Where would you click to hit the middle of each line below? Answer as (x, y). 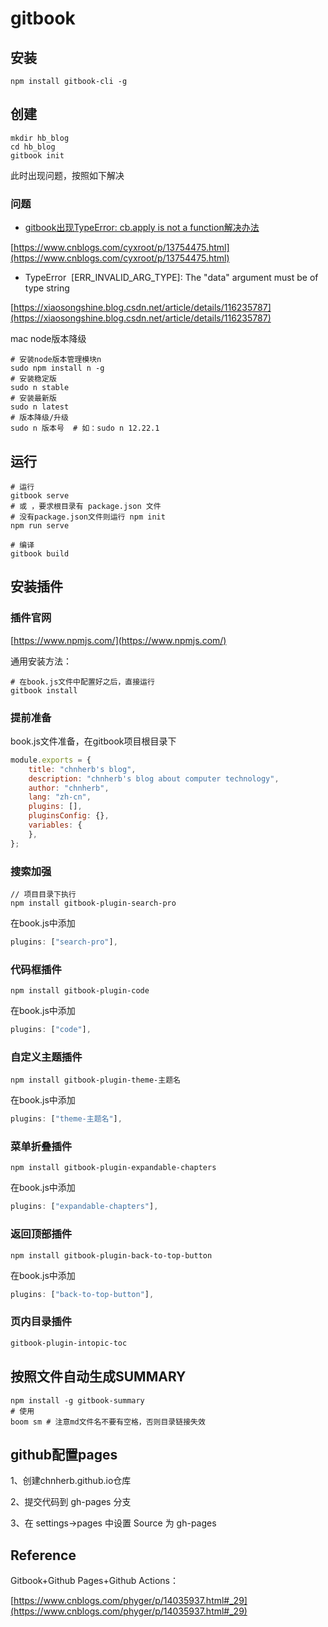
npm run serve (40, 525)
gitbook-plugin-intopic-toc (69, 1343)
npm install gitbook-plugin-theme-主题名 (95, 1080)
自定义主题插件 (46, 1057)
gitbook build (40, 553)
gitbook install (44, 690)
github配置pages (64, 1454)
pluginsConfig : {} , (69, 816)
